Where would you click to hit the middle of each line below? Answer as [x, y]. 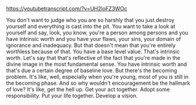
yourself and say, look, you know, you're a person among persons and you [97, 33]
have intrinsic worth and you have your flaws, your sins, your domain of [94, 39]
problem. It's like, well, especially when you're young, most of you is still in [97, 77]
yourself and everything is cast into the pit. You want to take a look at [91, 26]
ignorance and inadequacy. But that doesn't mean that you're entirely [91, 45]
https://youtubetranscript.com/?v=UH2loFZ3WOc [67, 9]
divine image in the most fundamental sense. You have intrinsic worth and [97, 64]
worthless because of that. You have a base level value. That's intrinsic [93, 52]
